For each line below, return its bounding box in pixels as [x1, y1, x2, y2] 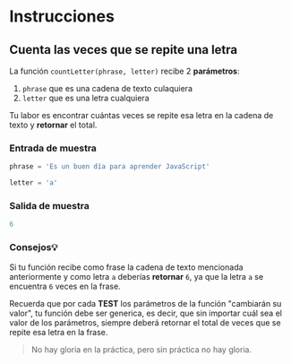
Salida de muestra [9, 199, 90, 212]
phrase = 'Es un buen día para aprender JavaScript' [9, 162, 210, 171]
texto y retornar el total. [9, 119, 98, 130]
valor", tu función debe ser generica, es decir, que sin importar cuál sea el [9, 308, 282, 318]
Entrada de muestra [9, 142, 97, 154]
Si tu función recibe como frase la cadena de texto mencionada [9, 262, 244, 273]
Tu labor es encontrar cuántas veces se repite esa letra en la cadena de [9, 110, 274, 120]
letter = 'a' [9, 178, 58, 187]
